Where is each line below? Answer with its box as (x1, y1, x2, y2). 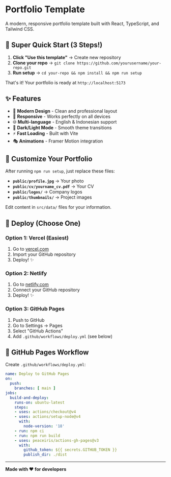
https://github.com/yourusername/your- (77, 60, 162, 66)
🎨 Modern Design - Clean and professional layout (12, 108, 118, 114)
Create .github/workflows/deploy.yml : (5, 362, 86, 368)
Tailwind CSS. (5, 26, 35, 32)
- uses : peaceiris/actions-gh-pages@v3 (14, 438, 99, 443)
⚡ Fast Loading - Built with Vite (12, 130, 78, 136)
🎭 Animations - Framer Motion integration (12, 138, 103, 144)
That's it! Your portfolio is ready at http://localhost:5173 (5, 79, 126, 85)
